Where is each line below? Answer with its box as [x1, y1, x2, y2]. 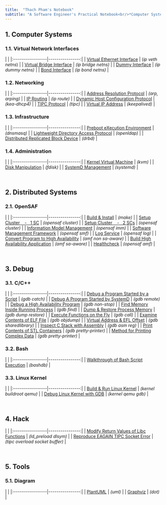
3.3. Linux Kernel [5, 374, 47, 381]
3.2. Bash [5, 345, 29, 352]
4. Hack [5, 415, 30, 423]
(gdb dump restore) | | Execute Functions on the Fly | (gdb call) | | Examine [5, 312, 157, 318]
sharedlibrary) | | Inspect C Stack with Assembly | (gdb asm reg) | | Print [5, 322, 153, 328]
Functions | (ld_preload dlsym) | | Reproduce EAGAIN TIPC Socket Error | [5, 433, 154, 439]
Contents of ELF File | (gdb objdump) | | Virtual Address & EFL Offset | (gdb [5, 317, 158, 323]
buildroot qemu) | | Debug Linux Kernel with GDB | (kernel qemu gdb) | [5, 391, 149, 397]
